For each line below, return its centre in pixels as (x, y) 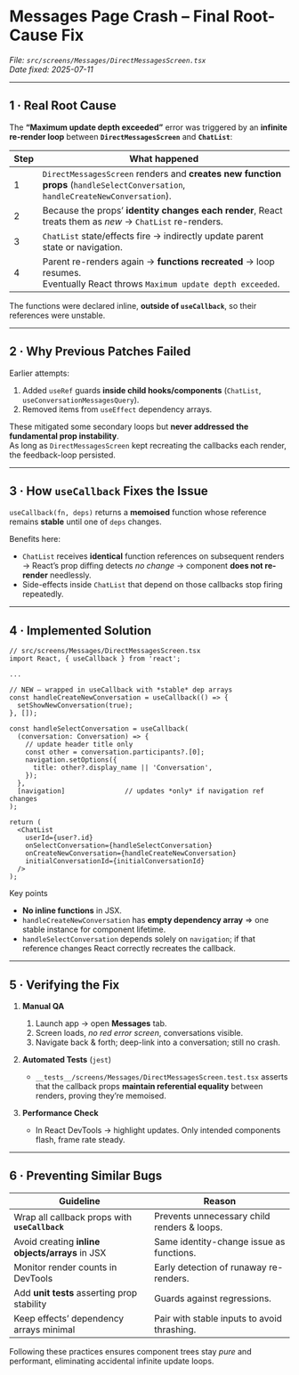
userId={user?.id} (59, 838)
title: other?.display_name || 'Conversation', (123, 768)
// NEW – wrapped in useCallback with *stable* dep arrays (121, 690)
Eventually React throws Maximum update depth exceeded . (161, 284)
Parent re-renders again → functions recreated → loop (159, 262)
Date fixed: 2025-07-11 (51, 69)
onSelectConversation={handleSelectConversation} (119, 846)
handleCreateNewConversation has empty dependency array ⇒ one (145, 920)
